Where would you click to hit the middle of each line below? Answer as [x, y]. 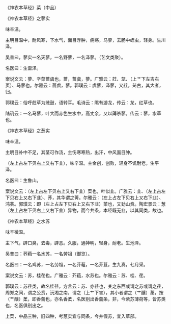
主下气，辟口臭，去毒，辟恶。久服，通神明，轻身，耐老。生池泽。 [74, 243]
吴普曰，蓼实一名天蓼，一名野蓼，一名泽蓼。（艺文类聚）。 [65, 57]
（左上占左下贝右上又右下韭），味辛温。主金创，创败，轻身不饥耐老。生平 [82, 163]
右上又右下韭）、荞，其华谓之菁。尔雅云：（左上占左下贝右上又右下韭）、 [89, 197]
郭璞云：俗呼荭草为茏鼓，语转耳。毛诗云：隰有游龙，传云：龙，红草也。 [81, 103]
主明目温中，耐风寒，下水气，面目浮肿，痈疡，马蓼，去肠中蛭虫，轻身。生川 [85, 40]
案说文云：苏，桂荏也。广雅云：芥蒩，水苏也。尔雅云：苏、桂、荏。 [77, 275]
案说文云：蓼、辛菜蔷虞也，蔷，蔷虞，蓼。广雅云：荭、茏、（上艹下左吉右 [82, 79]
